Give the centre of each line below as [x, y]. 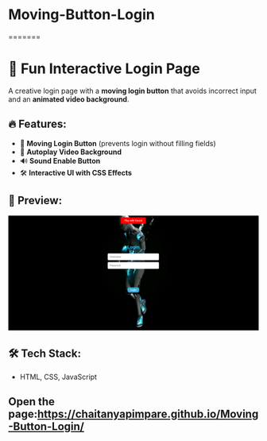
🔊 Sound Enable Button [60, 161]
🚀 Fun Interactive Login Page [104, 69]
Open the [32, 402]
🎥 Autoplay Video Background [70, 152]
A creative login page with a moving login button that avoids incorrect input [132, 91]
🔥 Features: [38, 124]
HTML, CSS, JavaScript [58, 377]
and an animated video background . [69, 99]
